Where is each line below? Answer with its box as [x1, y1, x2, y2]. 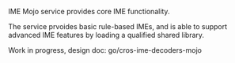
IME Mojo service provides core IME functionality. [8, 7, 170, 16]
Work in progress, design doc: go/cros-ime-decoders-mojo [8, 46, 202, 54]
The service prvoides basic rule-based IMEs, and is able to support [8, 22, 228, 31]
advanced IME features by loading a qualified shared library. [8, 31, 204, 39]
